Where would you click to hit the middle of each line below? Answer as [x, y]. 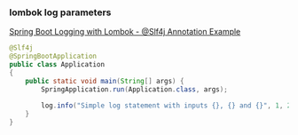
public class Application [57, 65]
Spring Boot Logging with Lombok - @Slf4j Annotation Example [125, 32]
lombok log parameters [60, 12]
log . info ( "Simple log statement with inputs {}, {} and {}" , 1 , [162, 106]
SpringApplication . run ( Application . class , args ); [134, 89]
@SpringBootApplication [53, 56]
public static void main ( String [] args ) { [105, 81]
